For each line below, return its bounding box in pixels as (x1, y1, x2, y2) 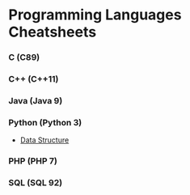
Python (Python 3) (8, 117, 82, 128)
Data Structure (19, 135, 70, 145)
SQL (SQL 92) (8, 177, 63, 189)
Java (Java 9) (8, 95, 63, 106)
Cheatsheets (8, 23, 97, 41)
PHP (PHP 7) (8, 155, 58, 167)
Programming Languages (8, 6, 182, 24)
